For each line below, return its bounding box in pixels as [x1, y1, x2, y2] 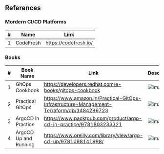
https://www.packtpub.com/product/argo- [43, 115, 143, 121]
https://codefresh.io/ [45, 39, 93, 46]
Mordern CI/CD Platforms [5, 19, 67, 25]
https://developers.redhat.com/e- [43, 80, 122, 87]
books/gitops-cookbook [43, 87, 101, 94]
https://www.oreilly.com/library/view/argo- [43, 132, 143, 138]
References [5, 4, 41, 12]
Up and [15, 135, 33, 142]
